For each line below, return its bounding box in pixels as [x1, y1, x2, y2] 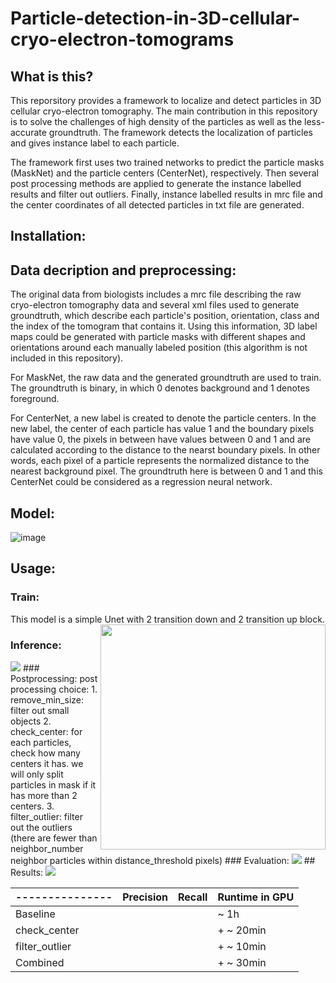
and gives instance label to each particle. [10, 137, 180, 149]
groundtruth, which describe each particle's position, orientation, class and [10, 310, 320, 322]
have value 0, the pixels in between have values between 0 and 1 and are [10, 433, 311, 446]
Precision [122, 890, 168, 904]
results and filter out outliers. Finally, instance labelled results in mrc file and [10, 188, 323, 200]
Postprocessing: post [10, 673, 98, 684]
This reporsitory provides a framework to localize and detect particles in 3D [10, 95, 322, 106]
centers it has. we [10, 758, 84, 769]
